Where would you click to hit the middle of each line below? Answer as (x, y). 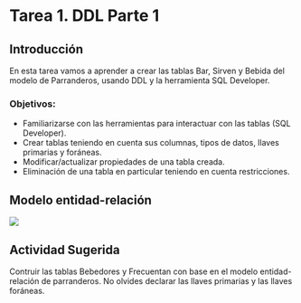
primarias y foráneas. (62, 152)
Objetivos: (33, 103)
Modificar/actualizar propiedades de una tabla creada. (123, 162)
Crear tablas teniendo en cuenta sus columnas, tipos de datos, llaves (151, 143)
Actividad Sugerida (65, 250)
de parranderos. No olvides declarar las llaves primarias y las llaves (167, 280)
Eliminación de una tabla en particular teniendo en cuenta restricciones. (156, 172)
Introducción (47, 49)
